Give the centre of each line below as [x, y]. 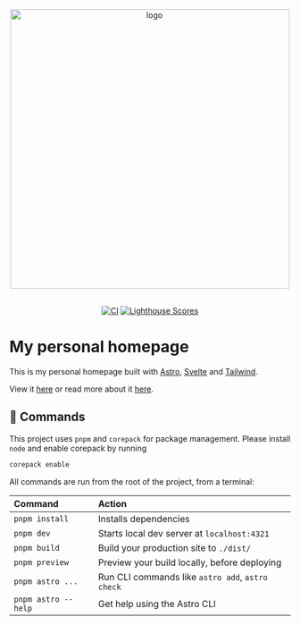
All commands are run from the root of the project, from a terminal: [132, 481]
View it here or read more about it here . [82, 389]
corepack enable [39, 464]
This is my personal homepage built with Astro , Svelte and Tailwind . [134, 371]
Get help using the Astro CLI [157, 604]
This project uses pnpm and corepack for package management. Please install [150, 438]
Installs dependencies [144, 519]
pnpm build [37, 548]
